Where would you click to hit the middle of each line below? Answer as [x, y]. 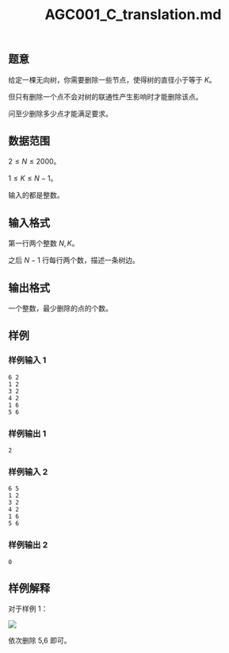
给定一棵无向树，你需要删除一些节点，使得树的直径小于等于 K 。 [112, 79]
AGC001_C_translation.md [133, 15]
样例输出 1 [27, 433]
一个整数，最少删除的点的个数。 [60, 308]
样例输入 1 [27, 361]
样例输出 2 [28, 545]
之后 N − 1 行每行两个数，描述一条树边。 [74, 261]
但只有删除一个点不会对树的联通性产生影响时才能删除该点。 [105, 96]
